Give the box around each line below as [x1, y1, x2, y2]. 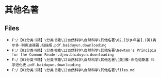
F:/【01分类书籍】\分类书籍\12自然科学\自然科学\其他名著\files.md [11, 68, 135, 73]
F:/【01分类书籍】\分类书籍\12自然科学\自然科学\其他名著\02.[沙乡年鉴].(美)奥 [11, 38, 156, 43]
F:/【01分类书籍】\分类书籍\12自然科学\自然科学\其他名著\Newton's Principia [11, 48, 157, 53]
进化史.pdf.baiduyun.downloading [15, 62, 81, 67]
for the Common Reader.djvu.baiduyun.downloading [11, 52, 114, 57]
